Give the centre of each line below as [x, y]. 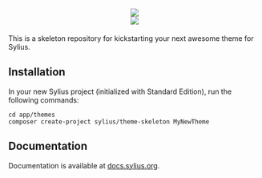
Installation [37, 72]
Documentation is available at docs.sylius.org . [84, 165]
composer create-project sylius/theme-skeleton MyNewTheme [109, 121]
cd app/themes [32, 115]
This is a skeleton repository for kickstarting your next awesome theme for [131, 38]
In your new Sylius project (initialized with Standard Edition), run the [120, 91]
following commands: [44, 99]
